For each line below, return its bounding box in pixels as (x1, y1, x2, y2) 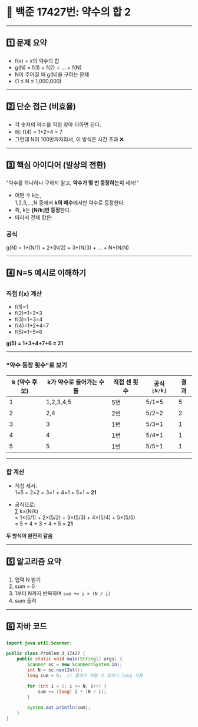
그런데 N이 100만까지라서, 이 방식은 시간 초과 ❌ (14, 136, 124, 143)
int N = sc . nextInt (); (27, 667, 83, 673)
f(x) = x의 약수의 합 (14, 57, 60, 64)
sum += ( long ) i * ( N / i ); (37, 689, 107, 695)
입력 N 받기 (14, 576, 41, 583)
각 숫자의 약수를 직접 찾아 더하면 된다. (14, 121, 101, 128)
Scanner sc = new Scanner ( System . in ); (27, 662, 123, 667)
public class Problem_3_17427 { (6, 650, 85, 657)
